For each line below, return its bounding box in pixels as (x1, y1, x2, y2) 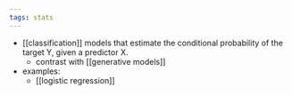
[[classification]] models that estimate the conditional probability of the (21, 37, 284, 48)
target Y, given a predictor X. (21, 46, 129, 58)
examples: (21, 66, 61, 76)
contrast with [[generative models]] (35, 56, 166, 67)
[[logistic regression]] (35, 75, 115, 85)
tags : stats (9, 12, 54, 22)
